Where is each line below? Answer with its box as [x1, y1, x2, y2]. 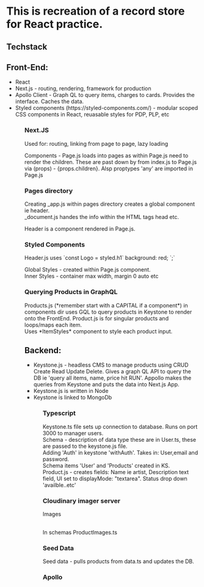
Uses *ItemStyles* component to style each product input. [24, 328, 173, 335]
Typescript [42, 409, 76, 417]
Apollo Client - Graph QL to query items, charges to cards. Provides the [15, 92, 195, 99]
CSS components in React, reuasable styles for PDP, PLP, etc [15, 111, 170, 118]
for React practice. [6, 17, 103, 31]
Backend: [24, 345, 62, 355]
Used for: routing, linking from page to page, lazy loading [24, 140, 169, 147]
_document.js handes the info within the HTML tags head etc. [24, 213, 179, 220]
